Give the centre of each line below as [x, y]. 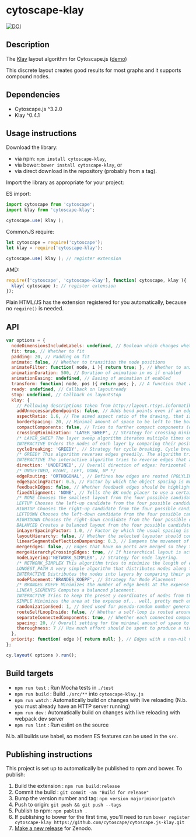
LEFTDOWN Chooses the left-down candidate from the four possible [99, 514]
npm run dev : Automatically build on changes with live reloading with [97, 712]
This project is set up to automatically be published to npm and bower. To [94, 769]
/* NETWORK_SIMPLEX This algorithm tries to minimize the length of [101, 563]
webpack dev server [39, 718]
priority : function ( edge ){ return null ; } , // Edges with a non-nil [99, 639]
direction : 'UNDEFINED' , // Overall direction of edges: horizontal [101, 465]
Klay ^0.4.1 [27, 115]
